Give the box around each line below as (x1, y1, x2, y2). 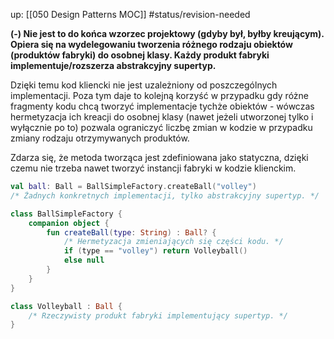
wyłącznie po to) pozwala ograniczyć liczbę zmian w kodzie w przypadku (10, 122, 313, 133)
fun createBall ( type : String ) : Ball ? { (46, 227, 217, 238)
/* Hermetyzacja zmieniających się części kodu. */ (63, 237, 284, 247)
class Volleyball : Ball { (10, 301, 123, 311)
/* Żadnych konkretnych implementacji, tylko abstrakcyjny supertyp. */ (10, 190, 320, 201)
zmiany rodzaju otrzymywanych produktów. (10, 132, 190, 144)
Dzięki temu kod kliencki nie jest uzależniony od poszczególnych (10, 79, 278, 91)
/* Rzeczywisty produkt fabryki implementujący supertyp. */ (28, 310, 288, 321)
